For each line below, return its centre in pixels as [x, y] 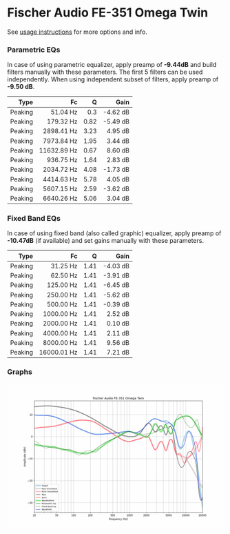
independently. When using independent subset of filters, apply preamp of [113, 79]
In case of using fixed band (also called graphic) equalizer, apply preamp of [114, 233]
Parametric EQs [34, 50]
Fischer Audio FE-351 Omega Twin [108, 13]
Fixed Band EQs [34, 218]
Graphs [20, 372]
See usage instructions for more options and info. [77, 32]
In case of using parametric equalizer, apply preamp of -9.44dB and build [112, 65]
